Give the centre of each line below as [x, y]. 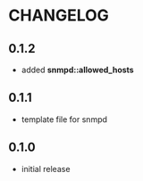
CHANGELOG [59, 16]
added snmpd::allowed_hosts [78, 70]
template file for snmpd [64, 119]
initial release [46, 169]
